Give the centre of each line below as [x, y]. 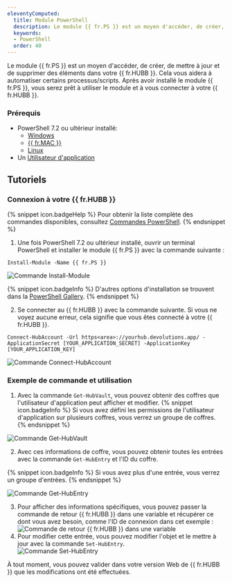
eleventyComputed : [34, 14]
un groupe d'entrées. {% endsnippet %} [64, 480]
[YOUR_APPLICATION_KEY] [42, 349]
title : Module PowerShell [51, 20]
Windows [41, 135]
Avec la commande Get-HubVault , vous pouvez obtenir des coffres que [118, 396]
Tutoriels [27, 179]
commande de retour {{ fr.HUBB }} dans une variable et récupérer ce [115, 514]
